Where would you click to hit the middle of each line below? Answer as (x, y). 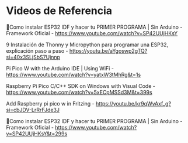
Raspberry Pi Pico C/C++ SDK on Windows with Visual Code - (81, 86)
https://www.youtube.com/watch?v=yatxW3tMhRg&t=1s (74, 74)
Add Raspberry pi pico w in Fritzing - (50, 103)
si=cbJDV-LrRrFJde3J (33, 110)
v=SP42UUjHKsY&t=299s (37, 134)
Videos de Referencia (59, 11)
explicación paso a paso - (37, 50)
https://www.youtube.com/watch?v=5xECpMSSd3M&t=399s (79, 92)
